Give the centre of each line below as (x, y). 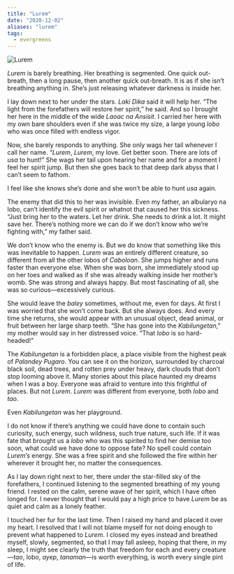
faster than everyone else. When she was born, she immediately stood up (113, 267)
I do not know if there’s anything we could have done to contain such (106, 426)
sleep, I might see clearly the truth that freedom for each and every (104, 549)
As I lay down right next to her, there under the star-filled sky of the (104, 477)
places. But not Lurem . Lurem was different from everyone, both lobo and (113, 391)
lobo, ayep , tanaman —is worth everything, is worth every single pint (125, 557)
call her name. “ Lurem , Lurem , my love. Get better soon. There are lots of (112, 153)
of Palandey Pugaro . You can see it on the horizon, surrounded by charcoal (116, 362)
